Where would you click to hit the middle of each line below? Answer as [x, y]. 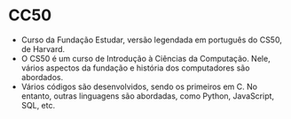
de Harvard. [43, 48]
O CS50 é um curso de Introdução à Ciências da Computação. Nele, [146, 58]
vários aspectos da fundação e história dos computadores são [135, 68]
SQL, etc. [38, 105]
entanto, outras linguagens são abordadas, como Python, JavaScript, [148, 96]
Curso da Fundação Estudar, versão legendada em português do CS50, [152, 40]
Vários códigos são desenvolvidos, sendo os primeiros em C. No [139, 86]
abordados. [42, 77]
